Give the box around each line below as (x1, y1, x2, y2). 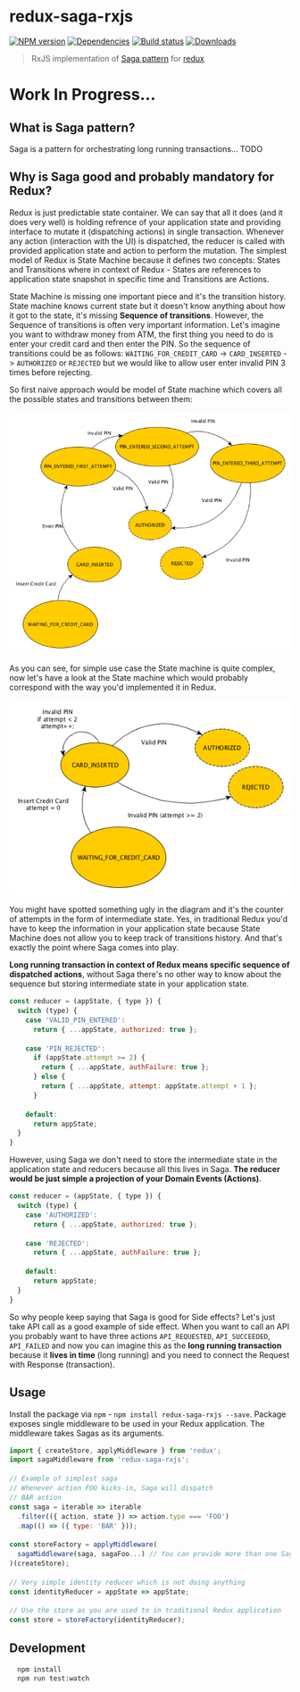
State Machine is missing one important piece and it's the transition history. (9, 290, 287, 301)
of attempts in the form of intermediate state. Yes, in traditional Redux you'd (9, 914, 288, 925)
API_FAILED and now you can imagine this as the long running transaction (9, 1340, 282, 1351)
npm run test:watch (17, 1673, 90, 1683)
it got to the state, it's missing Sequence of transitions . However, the (9, 310, 264, 321)
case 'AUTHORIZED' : (25, 1210, 98, 1219)
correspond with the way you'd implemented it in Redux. (9, 682, 217, 693)
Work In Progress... (9, 85, 156, 105)
